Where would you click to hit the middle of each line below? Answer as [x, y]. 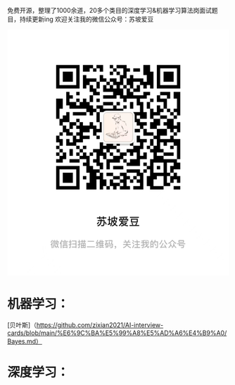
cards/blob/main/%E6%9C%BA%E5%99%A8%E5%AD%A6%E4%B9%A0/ [117, 333]
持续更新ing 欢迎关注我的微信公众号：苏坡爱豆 [87, 19]
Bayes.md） [25, 341]
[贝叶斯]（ [22, 325]
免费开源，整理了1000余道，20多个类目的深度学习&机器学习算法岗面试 [110, 10]
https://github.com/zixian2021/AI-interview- [100, 325]
